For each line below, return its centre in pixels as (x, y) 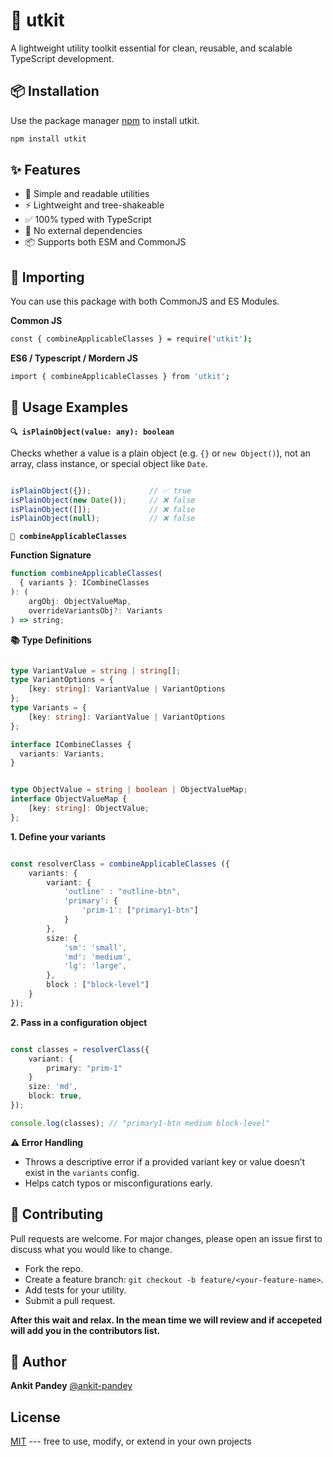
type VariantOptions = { (62, 680)
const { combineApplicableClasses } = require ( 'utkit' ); (131, 339)
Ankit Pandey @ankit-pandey (71, 1386)
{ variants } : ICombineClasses (84, 583)
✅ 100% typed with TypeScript (88, 220)
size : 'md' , (53, 1087)
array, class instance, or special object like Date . (109, 463)
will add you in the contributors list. (85, 1330)
